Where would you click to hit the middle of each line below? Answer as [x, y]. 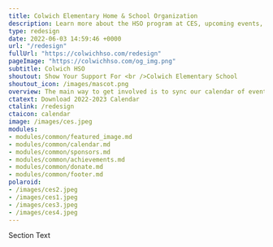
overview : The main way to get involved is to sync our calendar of [127, 91]
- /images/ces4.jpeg [43, 212]
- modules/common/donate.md [56, 167]
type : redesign [34, 31]
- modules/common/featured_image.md [70, 136]
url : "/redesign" [38, 46]
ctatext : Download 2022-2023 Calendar [74, 99]
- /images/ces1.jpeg [43, 197]
